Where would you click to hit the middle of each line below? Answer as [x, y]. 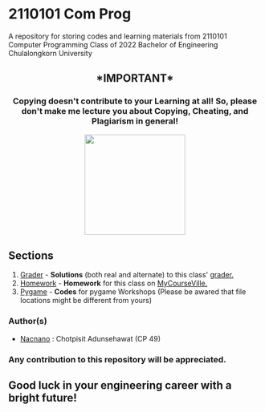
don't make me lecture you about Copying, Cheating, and [135, 111]
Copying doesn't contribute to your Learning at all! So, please [135, 101]
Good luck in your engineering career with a [120, 386]
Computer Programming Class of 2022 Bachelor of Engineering [113, 44]
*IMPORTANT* [135, 78]
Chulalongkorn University [50, 53]
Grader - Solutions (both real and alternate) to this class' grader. [127, 275]
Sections [31, 256]
